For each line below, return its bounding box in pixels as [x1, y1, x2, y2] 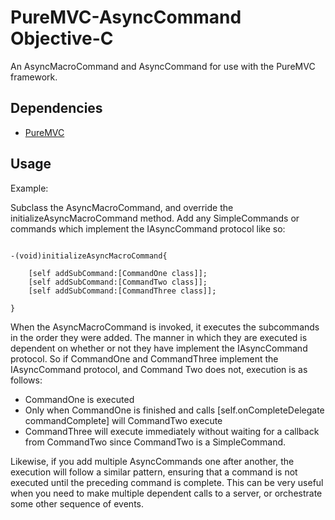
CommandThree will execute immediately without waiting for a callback [24, 425, 320, 437]
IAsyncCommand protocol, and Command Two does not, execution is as [10, 363, 308, 375]
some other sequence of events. [10, 497, 145, 510]
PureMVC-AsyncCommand [10, 6, 242, 29]
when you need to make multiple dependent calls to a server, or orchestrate [10, 487, 323, 499]
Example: [10, 182, 49, 194]
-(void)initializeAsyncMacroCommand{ [10, 251, 168, 261]
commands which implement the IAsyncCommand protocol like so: [10, 222, 286, 235]
